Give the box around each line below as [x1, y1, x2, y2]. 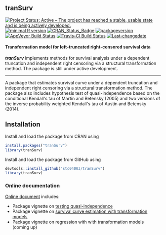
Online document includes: [5, 194, 60, 199]
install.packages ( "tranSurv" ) [5, 143, 68, 148]
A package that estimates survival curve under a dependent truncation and [5, 80, 158, 86]
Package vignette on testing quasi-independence [12, 203, 113, 209]
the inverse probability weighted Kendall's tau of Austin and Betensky [5, 101, 147, 107]
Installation [5, 120, 41, 129]
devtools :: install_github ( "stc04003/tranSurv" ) [5, 166, 105, 171]
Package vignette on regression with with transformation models [12, 219, 144, 225]
